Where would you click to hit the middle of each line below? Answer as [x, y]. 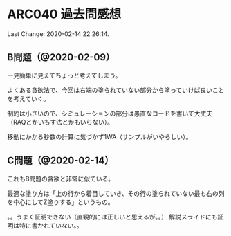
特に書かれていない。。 [51, 225]
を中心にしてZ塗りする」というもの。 [61, 202]
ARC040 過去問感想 [64, 14]
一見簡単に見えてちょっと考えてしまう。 [64, 75]
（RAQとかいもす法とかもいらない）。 [61, 122]
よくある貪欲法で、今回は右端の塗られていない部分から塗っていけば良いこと [116, 90]
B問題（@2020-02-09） [61, 57]
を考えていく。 [28, 98]
